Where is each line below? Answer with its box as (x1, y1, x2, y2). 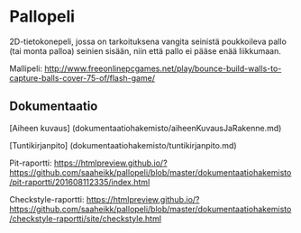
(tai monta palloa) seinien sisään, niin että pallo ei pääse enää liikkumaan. (9, 45, 281, 56)
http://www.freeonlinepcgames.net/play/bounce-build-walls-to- (44, 63, 282, 74)
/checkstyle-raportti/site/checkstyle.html (9, 213, 162, 224)
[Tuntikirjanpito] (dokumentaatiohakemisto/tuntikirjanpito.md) (9, 139, 237, 150)
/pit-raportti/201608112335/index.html (9, 176, 150, 187)
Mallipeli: (9, 63, 43, 74)
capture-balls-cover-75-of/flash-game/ (9, 72, 156, 83)
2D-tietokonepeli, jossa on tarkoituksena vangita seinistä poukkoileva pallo (9, 36, 287, 47)
